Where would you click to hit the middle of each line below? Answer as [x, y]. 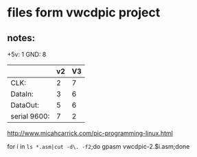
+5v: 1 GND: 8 [27, 54]
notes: [21, 38]
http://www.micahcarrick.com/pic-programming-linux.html [90, 133]
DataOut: [25, 105]
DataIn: [22, 94]
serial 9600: [30, 116]
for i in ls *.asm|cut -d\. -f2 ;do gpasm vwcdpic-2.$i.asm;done [98, 146]
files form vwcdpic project [84, 13]
